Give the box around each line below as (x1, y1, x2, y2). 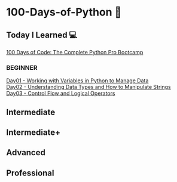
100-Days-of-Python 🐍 (6, 5, 122, 19)
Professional (6, 168, 54, 178)
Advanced (6, 147, 46, 158)
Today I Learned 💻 (6, 30, 78, 40)
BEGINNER (6, 63, 38, 72)
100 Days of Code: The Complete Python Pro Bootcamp (6, 49, 144, 55)
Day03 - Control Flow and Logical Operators (6, 90, 115, 97)
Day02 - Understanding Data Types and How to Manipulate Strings (6, 84, 172, 91)
